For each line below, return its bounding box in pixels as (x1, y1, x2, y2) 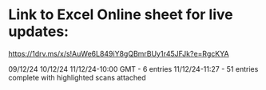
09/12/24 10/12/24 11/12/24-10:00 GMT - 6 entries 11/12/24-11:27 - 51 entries (8, 64, 259, 73)
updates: (8, 22, 69, 41)
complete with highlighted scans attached (8, 72, 146, 82)
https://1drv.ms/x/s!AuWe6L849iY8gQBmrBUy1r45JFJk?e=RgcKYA (8, 49, 229, 58)
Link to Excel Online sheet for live (8, 6, 233, 24)
